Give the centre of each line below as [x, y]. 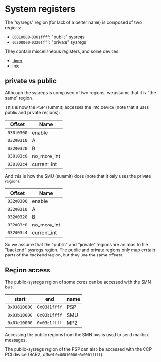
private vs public [31, 81]
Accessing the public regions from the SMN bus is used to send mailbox [77, 334]
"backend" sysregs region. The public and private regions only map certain [80, 250]
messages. [16, 340]
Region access [28, 270]
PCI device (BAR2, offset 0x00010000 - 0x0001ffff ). [54, 354]
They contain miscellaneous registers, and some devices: [62, 51]
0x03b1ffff [49, 315]
